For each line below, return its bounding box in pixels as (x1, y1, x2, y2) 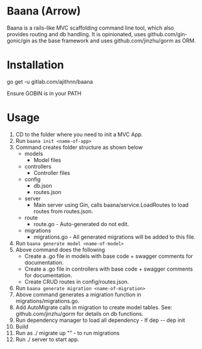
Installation (7, 58, 64, 72)
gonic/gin (7, 37, 31, 44)
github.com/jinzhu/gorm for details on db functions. (15, 310, 144, 317)
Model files (33, 156, 62, 163)
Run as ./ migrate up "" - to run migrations (15, 329, 120, 336)
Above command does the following (15, 246, 105, 253)
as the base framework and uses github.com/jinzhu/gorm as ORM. (31, 37, 196, 44)
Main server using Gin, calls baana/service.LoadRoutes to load (33, 201, 189, 209)
